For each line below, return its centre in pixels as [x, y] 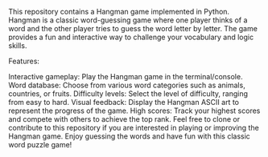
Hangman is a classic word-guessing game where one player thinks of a [128, 20]
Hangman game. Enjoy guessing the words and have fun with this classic [130, 136]
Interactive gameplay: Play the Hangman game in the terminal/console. [126, 76]
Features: [24, 61]
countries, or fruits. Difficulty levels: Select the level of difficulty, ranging [128, 94]
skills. [18, 46]
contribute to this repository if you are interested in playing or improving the [134, 128]
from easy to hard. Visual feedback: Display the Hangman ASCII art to [124, 102]
